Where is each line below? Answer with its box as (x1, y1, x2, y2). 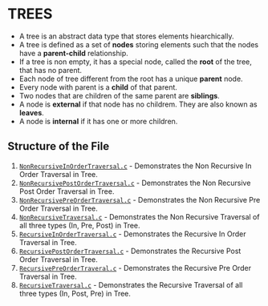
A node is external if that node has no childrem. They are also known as (18, 99, 258, 109)
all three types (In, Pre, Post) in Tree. (18, 220, 141, 230)
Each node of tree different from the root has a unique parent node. (18, 74, 243, 83)
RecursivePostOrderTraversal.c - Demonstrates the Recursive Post (18, 246, 242, 256)
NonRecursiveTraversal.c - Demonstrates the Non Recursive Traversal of (18, 211, 260, 221)
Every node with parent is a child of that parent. (18, 82, 178, 92)
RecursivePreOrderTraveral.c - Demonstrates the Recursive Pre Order (18, 263, 252, 272)
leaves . (18, 107, 45, 117)
